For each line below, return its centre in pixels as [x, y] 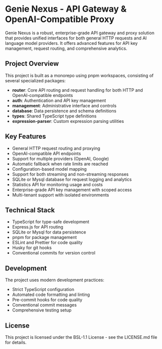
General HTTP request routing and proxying [56, 148]
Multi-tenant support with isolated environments [61, 195]
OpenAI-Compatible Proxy [60, 19]
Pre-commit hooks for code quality [47, 300]
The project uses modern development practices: [55, 280]
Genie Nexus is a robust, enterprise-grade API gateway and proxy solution [80, 33]
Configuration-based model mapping [49, 169]
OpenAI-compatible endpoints [42, 95]
